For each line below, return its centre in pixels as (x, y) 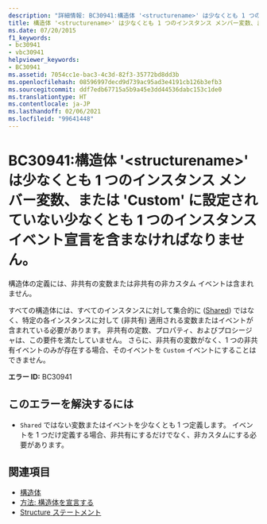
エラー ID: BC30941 (40, 376)
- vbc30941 (26, 52)
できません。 (29, 360)
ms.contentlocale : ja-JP (49, 104)
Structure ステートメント (60, 512)
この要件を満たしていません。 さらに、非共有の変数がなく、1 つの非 (140, 340)
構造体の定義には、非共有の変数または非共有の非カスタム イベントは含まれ (131, 283)
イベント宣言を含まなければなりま (120, 240)
